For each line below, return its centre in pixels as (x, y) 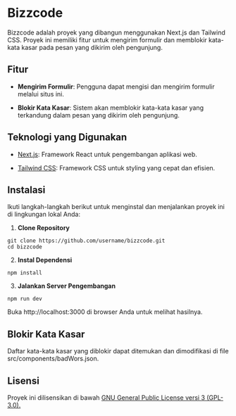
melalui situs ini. (41, 94)
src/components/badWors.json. (53, 359)
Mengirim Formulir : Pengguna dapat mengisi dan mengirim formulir (116, 87)
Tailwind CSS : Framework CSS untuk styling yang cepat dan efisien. (116, 168)
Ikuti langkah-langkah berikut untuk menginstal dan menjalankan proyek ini (116, 207)
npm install (25, 273)
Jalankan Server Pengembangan (67, 286)
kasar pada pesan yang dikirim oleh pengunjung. (92, 47)
